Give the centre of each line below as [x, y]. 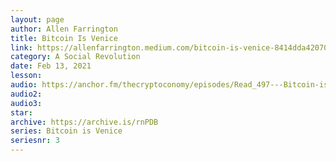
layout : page [37, 19]
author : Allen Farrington [64, 29]
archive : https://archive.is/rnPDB [84, 122]
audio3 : [26, 103]
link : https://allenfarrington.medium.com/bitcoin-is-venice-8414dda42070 [169, 47]
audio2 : [26, 94]
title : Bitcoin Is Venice [64, 38]
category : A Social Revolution [75, 57]
